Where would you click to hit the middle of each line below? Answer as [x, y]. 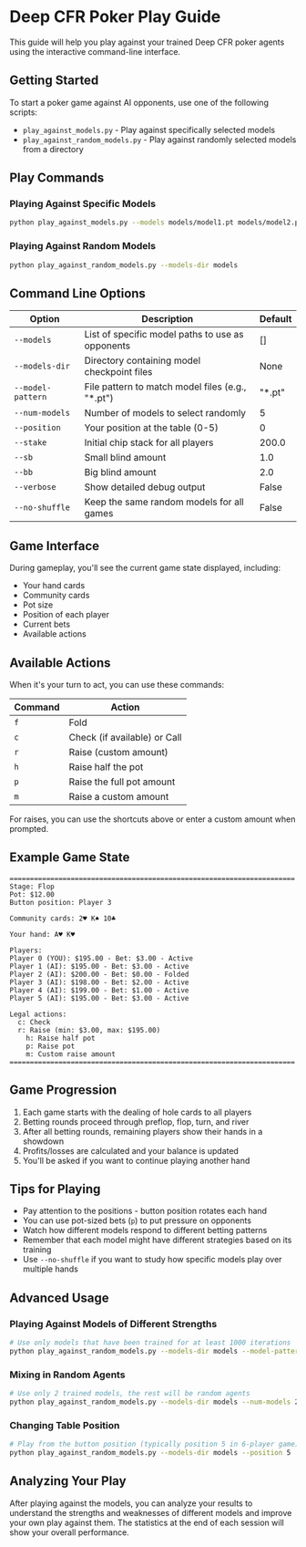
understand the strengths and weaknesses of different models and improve [151, 1512]
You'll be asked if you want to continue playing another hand [136, 1160]
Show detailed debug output [145, 487]
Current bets [46, 624]
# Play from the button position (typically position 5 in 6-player [142, 1444]
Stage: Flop [32, 887]
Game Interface [55, 546]
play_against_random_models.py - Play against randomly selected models [159, 140]
